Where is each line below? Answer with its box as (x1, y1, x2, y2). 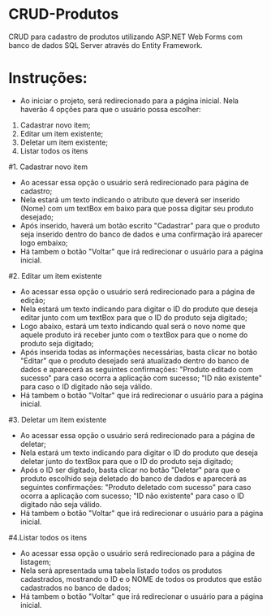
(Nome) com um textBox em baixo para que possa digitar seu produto (19, 203, 254, 213)
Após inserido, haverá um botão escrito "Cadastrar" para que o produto (19, 220, 260, 230)
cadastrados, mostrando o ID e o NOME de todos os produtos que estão (19, 574, 262, 583)
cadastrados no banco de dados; (19, 583, 131, 592)
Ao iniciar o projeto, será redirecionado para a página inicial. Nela (19, 95, 239, 106)
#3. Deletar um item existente (8, 414, 107, 424)
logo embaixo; (19, 237, 68, 248)
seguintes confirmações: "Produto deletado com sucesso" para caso (19, 482, 252, 492)
